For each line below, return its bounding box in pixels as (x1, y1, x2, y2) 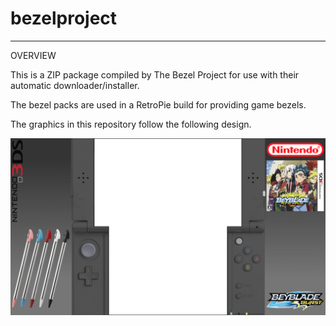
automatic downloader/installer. (10, 79, 140, 91)
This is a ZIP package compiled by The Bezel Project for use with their (10, 68, 300, 81)
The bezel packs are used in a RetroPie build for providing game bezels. (10, 98, 307, 111)
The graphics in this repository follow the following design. (10, 118, 252, 130)
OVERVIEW (10, 49, 57, 61)
